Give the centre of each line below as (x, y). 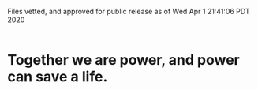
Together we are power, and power (123, 60)
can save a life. (58, 77)
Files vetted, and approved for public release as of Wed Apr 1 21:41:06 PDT (129, 11)
